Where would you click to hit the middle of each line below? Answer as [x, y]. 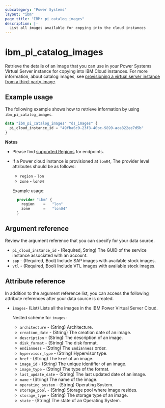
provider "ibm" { [35, 200]
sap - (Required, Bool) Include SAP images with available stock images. [84, 260]
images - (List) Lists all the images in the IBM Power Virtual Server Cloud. [85, 308]
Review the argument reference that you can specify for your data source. [80, 240]
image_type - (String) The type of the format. [64, 369]
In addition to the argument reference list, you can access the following [77, 293]
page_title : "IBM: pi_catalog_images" [45, 19]
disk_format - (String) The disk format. [59, 342]
